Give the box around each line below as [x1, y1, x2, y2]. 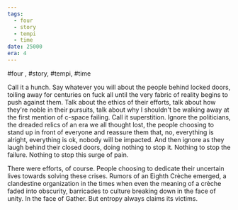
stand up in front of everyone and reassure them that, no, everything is [7, 128, 214, 136]
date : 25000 [7, 43, 42, 50]
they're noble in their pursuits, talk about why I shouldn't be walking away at [7, 105, 229, 114]
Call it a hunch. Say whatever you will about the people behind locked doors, [7, 83, 231, 91]
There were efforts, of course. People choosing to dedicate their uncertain [7, 164, 225, 173]
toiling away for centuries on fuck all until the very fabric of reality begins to [7, 90, 229, 99]
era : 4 [7, 50, 27, 57]
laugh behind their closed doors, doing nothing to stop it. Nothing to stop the [7, 143, 231, 151]
